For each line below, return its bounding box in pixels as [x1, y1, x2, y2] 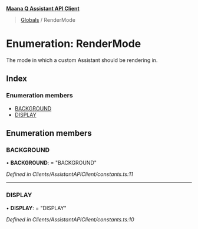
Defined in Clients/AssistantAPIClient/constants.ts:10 [6, 215, 134, 223]
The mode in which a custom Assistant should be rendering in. [6, 56, 158, 64]
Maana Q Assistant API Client [6, 5, 80, 12]
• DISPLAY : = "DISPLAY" [6, 204, 67, 211]
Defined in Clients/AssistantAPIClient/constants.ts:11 [6, 171, 134, 178]
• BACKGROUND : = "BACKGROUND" [6, 159, 97, 166]
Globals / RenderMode [20, 17, 75, 23]
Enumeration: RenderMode [6, 37, 141, 51]
